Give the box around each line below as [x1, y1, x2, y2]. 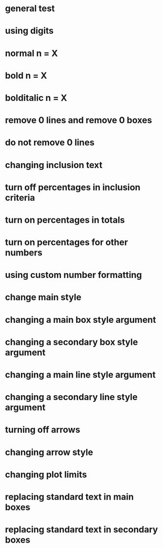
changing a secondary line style [5, 392, 138, 403]
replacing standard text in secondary [5, 524, 158, 535]
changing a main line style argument [5, 369, 156, 380]
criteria [5, 192, 35, 203]
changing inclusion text [5, 159, 102, 170]
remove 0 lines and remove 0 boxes [5, 115, 152, 126]
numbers [5, 247, 42, 258]
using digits [5, 25, 54, 37]
